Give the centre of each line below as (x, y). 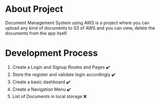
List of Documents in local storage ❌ (50, 96)
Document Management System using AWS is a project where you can (77, 23)
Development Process (52, 53)
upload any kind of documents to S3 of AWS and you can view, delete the (80, 28)
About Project (34, 9)
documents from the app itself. (36, 33)
